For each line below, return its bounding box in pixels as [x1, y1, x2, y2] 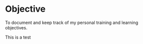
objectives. [5, 24, 28, 30]
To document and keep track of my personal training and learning [5, 20, 139, 25]
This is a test [5, 34, 31, 40]
